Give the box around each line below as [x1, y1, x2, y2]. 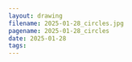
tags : [8, 42, 27, 50]
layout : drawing [8, 11, 63, 20]
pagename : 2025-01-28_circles [8, 27, 110, 35]
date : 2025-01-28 [8, 34, 67, 43]
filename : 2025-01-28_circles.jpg [8, 19, 125, 27]
